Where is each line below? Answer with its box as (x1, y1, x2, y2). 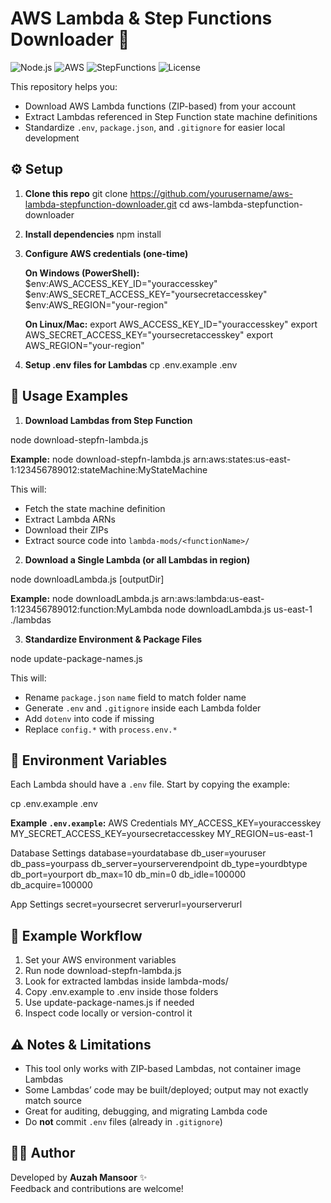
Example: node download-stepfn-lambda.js (10, 453, 191, 465)
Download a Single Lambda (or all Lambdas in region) (24, 553, 251, 566)
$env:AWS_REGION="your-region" (24, 298, 168, 311)
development (24, 132, 80, 144)
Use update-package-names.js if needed (24, 997, 195, 1009)
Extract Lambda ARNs (24, 513, 116, 525)
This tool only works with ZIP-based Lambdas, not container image (24, 1063, 302, 1074)
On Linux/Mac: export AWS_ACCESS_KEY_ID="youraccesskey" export (24, 318, 318, 330)
